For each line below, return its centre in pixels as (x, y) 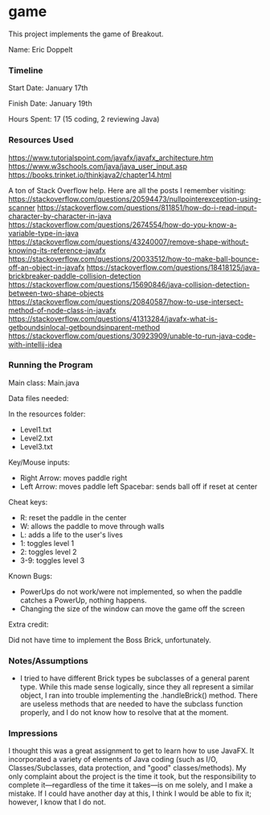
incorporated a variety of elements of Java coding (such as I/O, (113, 759)
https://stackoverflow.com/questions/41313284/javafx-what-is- (113, 319)
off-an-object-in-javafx (47, 267)
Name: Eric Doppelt (41, 49)
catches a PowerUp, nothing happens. (83, 600)
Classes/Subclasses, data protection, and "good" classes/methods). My (127, 768)
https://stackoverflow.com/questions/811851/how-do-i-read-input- (147, 207)
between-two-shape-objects (56, 293)
